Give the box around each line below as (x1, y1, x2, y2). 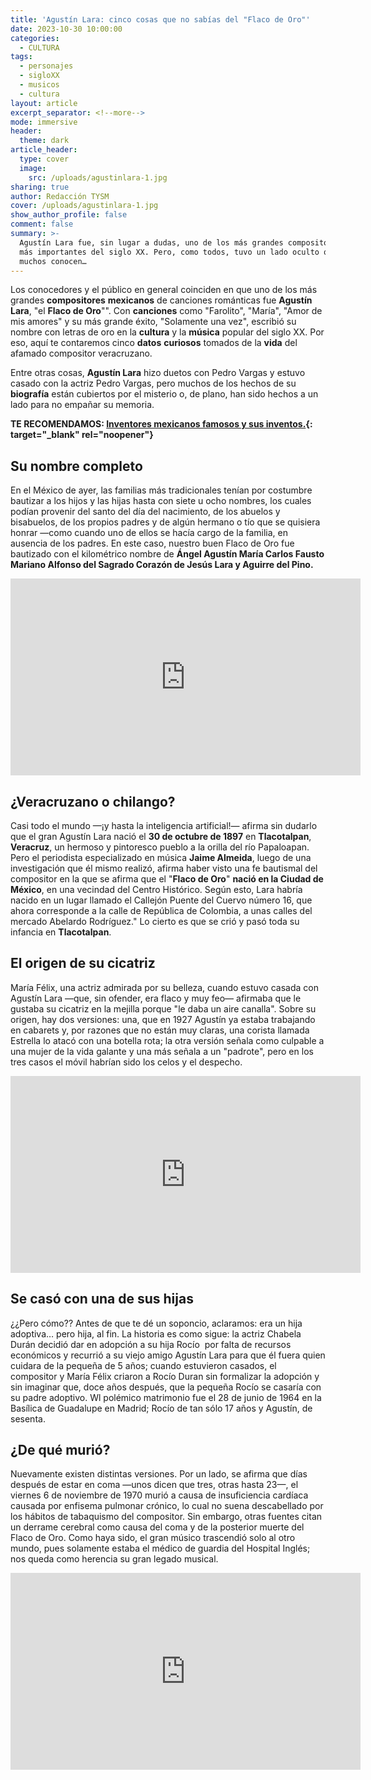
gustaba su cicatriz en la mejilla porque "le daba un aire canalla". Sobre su (10, 1002, 317, 1015)
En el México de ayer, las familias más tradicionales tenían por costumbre (10, 484, 313, 496)
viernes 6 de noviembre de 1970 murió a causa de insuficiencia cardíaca (10, 1489, 309, 1501)
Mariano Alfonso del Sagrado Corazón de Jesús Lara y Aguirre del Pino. (10, 559, 314, 571)
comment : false (10, 219, 74, 230)
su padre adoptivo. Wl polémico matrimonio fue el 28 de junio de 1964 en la (10, 1391, 322, 1403)
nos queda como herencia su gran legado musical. (10, 1553, 219, 1565)
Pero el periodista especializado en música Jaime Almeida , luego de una (10, 852, 312, 863)
